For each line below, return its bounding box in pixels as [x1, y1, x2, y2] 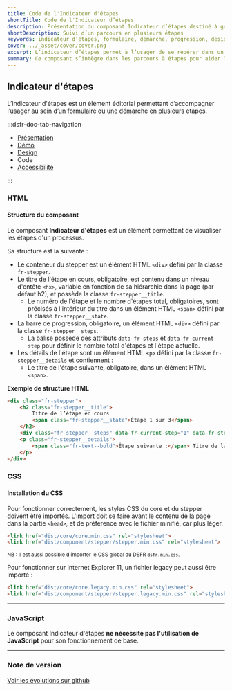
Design [17, 148, 38, 156]
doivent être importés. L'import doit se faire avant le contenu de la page [7, 512, 211, 520]
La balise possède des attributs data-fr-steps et [27, 334, 166, 342]
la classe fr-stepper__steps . [17, 326, 99, 334]
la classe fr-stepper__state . [27, 312, 109, 320]
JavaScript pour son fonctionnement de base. [7, 636, 139, 645]
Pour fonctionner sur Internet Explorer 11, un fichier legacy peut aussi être [7, 564, 216, 572]
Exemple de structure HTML [7, 384, 90, 392]
